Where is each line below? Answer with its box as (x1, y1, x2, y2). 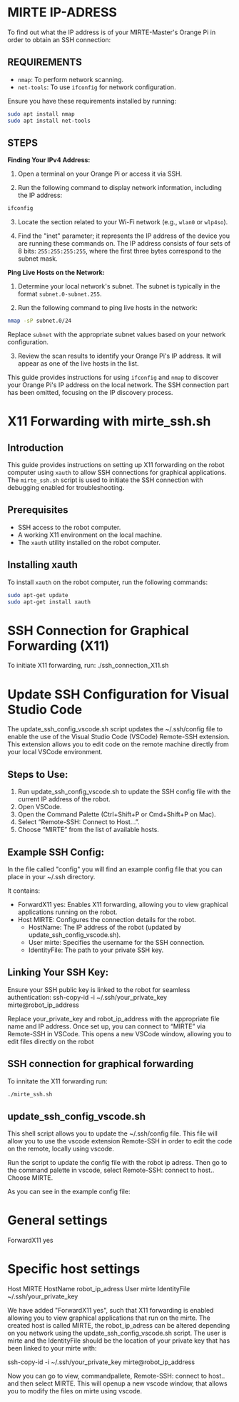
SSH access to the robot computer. (17, 523, 121, 531)
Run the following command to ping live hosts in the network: (17, 304, 198, 312)
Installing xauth (7, 559, 78, 571)
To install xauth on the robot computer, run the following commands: (7, 578, 208, 586)
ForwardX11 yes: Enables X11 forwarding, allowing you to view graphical (17, 900, 228, 908)
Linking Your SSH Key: (7, 966, 109, 978)
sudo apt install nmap (7, 110, 75, 118)
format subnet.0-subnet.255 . (17, 290, 102, 299)
